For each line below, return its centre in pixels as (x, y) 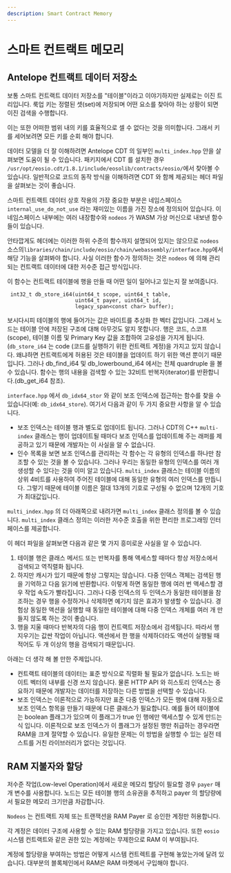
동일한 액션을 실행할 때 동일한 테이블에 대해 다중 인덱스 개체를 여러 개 (123, 610)
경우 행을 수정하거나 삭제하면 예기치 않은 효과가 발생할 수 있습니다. (125, 601)
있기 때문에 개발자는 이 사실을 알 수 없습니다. (95, 444)
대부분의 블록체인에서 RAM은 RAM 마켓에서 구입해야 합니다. (108, 863)
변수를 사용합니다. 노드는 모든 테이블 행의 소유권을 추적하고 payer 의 (106, 793)
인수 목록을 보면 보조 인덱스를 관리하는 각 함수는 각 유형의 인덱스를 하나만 (115, 453)
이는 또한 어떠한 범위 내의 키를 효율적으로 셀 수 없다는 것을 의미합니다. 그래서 (110, 127)
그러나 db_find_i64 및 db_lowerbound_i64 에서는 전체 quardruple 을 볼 (125, 363)
